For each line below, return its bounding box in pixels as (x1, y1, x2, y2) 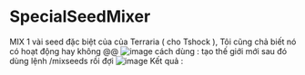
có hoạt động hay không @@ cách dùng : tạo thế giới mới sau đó (9, 45, 288, 56)
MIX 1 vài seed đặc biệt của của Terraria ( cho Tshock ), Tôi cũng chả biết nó (9, 36, 297, 47)
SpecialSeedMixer (9, 6, 151, 27)
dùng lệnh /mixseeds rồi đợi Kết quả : (9, 55, 184, 66)
